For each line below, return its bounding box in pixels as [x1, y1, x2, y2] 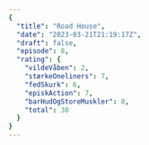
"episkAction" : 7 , [24, 88, 93, 97]
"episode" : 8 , [16, 47, 69, 56]
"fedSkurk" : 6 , [24, 80, 82, 89]
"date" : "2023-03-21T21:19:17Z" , [16, 30, 142, 39]
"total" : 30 [24, 105, 69, 114]
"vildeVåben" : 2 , [24, 64, 90, 73]
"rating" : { [16, 55, 62, 64]
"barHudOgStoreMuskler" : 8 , [24, 96, 129, 106]
